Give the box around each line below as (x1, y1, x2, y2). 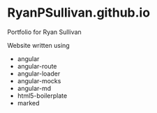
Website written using (7, 41, 70, 49)
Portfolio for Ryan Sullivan (7, 28, 82, 36)
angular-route (17, 62, 57, 70)
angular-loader (17, 69, 61, 78)
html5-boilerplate (17, 92, 68, 100)
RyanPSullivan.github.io (7, 5, 151, 21)
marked (17, 98, 40, 107)
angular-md (17, 84, 52, 92)
